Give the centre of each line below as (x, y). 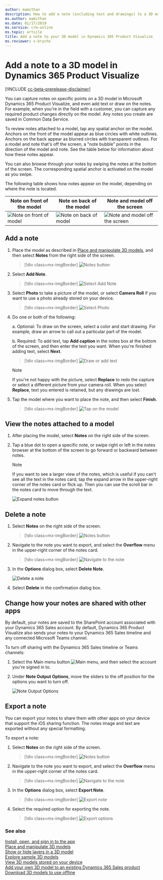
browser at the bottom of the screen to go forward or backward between (85, 450)
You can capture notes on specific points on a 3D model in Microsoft (73, 98)
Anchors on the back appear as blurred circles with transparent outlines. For (81, 139)
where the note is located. (31, 189)
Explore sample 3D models (32, 857)
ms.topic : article (24, 32)
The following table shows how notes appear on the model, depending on (79, 183)
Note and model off (130, 201)
